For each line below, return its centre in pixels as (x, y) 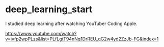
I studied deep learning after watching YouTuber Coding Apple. (71, 24)
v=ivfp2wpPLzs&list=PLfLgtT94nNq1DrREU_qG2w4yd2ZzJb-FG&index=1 (82, 39)
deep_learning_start (49, 9)
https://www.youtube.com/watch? (41, 33)
